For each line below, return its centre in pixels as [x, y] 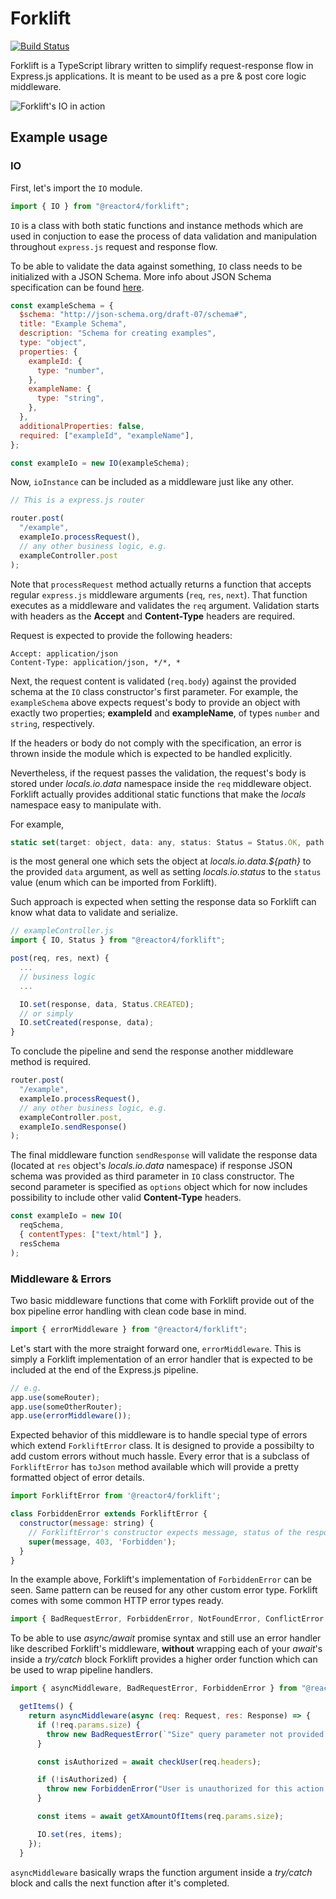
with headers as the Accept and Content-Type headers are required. [153, 616]
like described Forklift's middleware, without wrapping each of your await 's [166, 1649]
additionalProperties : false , [82, 426]
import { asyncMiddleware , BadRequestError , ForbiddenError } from [154, 1688]
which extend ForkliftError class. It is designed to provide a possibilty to [162, 1446]
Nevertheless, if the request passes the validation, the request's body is [158, 773]
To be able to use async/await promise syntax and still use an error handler [166, 1638]
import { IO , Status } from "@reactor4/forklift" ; [118, 940]
